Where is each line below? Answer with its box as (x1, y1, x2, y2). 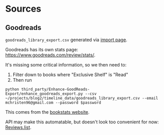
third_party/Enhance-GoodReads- (21, 87, 90, 92)
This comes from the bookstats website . (5, 109, 90, 115)
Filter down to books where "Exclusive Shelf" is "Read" (12, 72, 128, 78)
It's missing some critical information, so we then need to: (5, 62, 127, 68)
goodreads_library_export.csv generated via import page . (5, 37, 127, 43)
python (5, 87, 19, 92)
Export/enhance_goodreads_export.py (5, 91, 83, 96)
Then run (12, 77, 32, 83)
